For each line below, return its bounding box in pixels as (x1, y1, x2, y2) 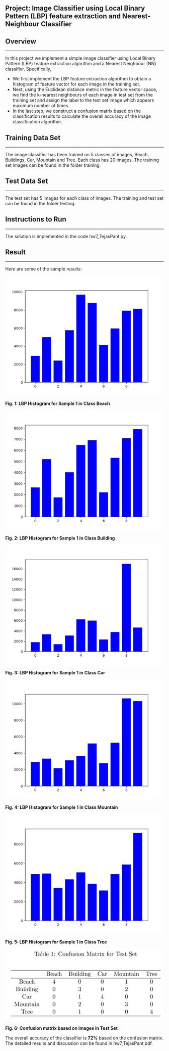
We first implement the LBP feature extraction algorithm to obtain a (12, 76, 151, 82)
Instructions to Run (5, 215, 66, 224)
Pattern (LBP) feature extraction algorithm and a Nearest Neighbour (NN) (5, 61, 156, 67)
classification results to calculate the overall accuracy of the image (12, 113, 151, 119)
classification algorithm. (12, 119, 62, 125)
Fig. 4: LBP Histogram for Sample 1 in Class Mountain (5, 804, 118, 810)
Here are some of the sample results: (5, 266, 82, 272)
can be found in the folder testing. (5, 200, 76, 206)
